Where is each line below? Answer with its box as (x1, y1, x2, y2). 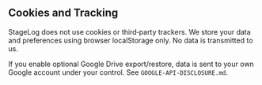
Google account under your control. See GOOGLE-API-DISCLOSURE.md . (8, 67, 228, 77)
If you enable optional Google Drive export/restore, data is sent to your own (8, 59, 255, 68)
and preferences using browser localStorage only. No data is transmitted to (8, 35, 253, 45)
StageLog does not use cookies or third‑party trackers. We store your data (8, 27, 251, 36)
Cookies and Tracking (8, 6, 119, 20)
